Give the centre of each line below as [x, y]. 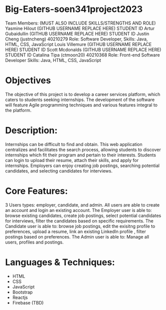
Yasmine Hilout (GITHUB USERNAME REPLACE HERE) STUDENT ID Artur [80, 28]
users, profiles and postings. [34, 242]
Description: [31, 130]
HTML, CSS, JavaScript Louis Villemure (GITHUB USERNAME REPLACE [79, 44]
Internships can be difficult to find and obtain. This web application [74, 144]
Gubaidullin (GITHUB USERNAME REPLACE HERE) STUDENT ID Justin [77, 33]
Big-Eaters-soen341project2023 [74, 9]
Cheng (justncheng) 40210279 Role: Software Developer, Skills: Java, [77, 39]
